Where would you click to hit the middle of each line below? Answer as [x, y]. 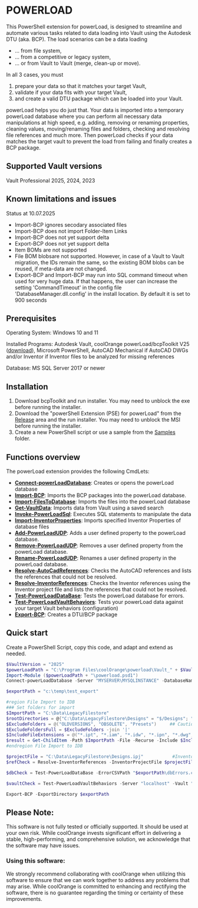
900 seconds [31, 300]
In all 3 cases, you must [35, 74]
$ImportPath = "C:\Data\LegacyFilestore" [58, 713]
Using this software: [36, 861]
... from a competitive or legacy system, [63, 57]
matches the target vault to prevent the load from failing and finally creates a [99, 141]
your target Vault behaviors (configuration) [67, 608]
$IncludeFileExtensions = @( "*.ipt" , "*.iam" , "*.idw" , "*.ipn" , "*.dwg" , [100, 735]
